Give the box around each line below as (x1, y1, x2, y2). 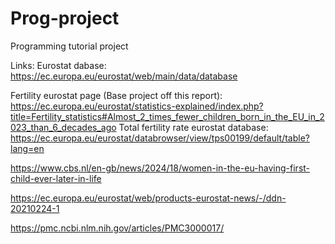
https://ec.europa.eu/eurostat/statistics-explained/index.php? (10, 100, 264, 112)
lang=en (10, 142, 45, 154)
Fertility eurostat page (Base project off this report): (10, 89, 223, 101)
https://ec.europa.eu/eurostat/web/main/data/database (10, 70, 238, 82)
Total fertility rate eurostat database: (118, 121, 269, 133)
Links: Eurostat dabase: (10, 59, 107, 71)
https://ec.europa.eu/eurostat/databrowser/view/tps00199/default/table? (10, 132, 310, 144)
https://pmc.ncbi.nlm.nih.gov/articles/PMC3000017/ (10, 222, 225, 234)
